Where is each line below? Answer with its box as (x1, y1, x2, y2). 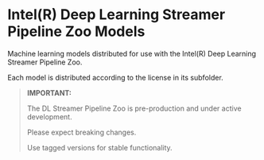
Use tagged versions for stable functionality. (26, 142, 173, 152)
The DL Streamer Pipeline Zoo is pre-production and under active (26, 103, 242, 113)
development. (26, 111, 72, 121)
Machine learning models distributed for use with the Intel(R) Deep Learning (7, 49, 256, 58)
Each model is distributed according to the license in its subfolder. (7, 72, 223, 82)
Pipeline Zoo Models (7, 22, 146, 41)
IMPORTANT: (26, 88, 72, 97)
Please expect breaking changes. (26, 127, 137, 137)
